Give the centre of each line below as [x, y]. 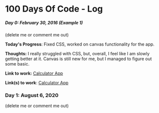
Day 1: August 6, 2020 [32, 96]
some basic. [17, 64]
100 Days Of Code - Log [54, 9]
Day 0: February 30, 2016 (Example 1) [44, 22]
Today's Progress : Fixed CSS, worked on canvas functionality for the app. [80, 44]
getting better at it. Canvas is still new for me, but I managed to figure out [79, 59]
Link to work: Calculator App [34, 73]
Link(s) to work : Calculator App [37, 83]
